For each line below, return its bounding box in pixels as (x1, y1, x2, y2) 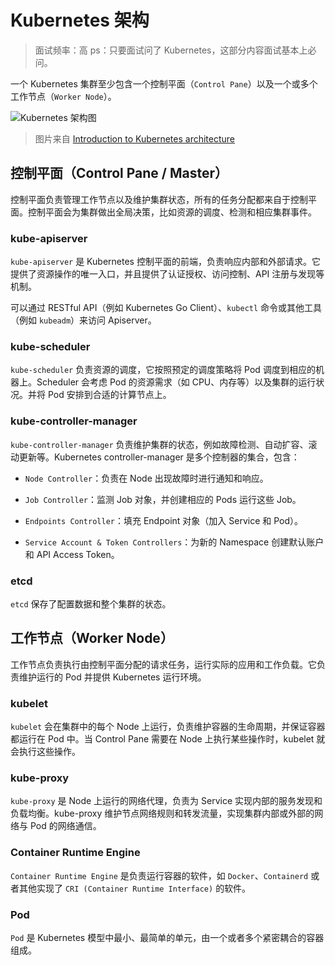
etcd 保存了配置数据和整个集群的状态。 (10, 597, 172, 610)
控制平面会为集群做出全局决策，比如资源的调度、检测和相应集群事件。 (27, 206, 317, 218)
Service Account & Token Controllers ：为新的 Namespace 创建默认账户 (24, 536, 325, 548)
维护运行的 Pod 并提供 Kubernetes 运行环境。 (18, 671, 207, 683)
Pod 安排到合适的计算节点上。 (47, 389, 172, 401)
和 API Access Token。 (24, 548, 120, 560)
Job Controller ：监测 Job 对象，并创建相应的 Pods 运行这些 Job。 (24, 493, 302, 505)
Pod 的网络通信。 (29, 820, 102, 832)
